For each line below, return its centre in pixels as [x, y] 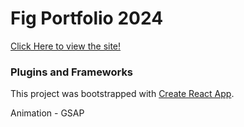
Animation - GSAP [47, 113]
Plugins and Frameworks [72, 72]
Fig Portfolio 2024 [87, 18]
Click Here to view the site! [66, 46]
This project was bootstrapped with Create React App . [122, 94]
